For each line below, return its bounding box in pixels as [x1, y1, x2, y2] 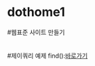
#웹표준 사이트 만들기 [7, 28, 65, 36]
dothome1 [7, 4, 66, 20]
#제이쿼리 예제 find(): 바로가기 [7, 51, 88, 60]
